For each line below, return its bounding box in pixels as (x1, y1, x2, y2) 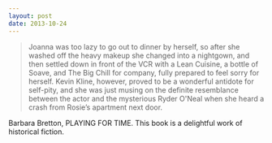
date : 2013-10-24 (8, 19, 67, 28)
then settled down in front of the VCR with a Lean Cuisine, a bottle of (28, 58, 258, 69)
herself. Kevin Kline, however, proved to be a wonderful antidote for (28, 76, 254, 86)
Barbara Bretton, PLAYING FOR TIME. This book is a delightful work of (8, 118, 243, 128)
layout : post (8, 11, 53, 20)
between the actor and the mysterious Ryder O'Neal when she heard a (28, 93, 265, 103)
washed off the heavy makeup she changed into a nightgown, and (28, 50, 250, 60)
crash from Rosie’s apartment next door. (28, 102, 163, 112)
